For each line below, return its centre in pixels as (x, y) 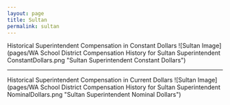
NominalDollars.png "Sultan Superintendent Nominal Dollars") (94, 95)
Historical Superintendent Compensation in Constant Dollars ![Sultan (104, 46)
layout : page (26, 13)
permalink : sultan (33, 26)
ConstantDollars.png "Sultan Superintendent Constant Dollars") (97, 60)
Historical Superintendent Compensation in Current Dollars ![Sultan (102, 80)
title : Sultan (27, 20)
